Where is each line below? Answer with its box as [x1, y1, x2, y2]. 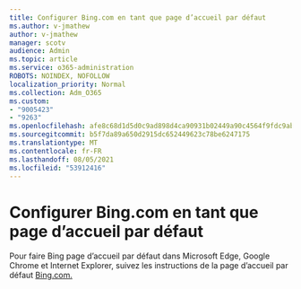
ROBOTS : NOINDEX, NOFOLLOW [9, 72, 110, 81]
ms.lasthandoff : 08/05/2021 [9, 154, 115, 164]
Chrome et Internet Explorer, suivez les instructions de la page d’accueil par [9, 260, 288, 271]
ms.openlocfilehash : [9, 122, 87, 131]
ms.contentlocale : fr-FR [9, 146, 102, 155]
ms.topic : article [9, 55, 78, 64]
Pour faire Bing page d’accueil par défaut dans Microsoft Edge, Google [9, 250, 271, 261]
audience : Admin [9, 47, 70, 56]
